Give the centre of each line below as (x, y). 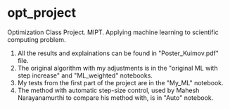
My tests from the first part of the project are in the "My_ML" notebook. (120, 82)
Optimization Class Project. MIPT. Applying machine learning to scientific (113, 32)
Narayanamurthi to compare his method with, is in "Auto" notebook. (115, 97)
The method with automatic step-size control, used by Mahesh (108, 90)
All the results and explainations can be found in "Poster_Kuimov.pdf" (118, 53)
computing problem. (37, 39)
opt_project (41, 13)
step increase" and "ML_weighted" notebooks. (85, 75)
